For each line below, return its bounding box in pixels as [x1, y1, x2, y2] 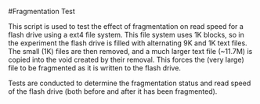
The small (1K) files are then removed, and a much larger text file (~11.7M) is [8, 47, 253, 56]
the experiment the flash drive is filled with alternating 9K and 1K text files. [8, 38, 248, 48]
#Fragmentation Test [8, 7, 76, 16]
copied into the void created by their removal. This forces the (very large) [8, 55, 244, 64]
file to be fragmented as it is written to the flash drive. [8, 63, 182, 73]
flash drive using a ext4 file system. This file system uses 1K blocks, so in [8, 30, 244, 39]
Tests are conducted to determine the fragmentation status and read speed [8, 78, 251, 88]
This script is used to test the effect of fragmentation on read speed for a [8, 22, 244, 30]
